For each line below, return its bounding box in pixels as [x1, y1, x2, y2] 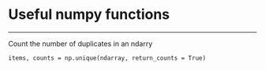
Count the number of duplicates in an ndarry [8, 39, 153, 48]
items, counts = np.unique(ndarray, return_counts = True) [8, 53, 207, 62]
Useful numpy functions [8, 6, 170, 24]
